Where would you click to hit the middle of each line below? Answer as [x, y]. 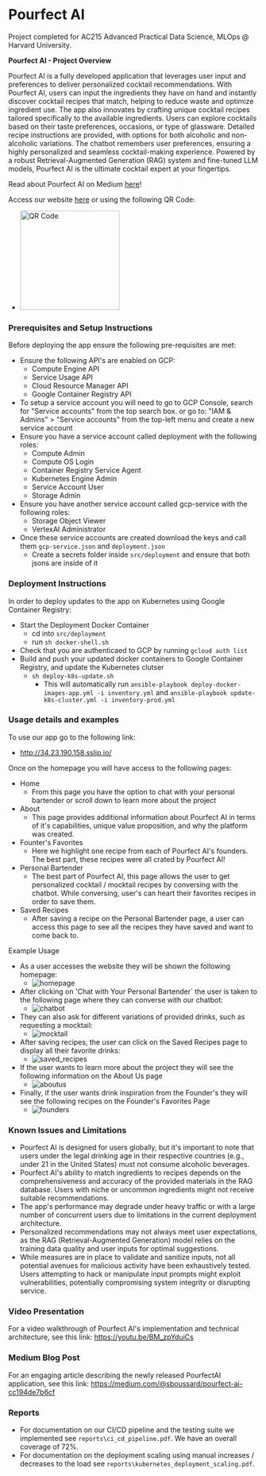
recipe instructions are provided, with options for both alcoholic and [119, 135]
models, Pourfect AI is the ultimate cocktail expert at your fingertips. [120, 168]
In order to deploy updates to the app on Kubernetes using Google [117, 601]
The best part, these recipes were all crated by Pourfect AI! [128, 859]
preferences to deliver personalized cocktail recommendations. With [120, 84]
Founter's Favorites [51, 842]
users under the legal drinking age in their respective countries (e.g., [132, 1156]
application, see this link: [49, 1383]
